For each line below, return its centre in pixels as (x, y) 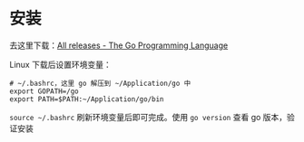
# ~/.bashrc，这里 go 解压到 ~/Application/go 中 (100, 83)
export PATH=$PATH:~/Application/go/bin (87, 99)
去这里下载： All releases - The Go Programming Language (119, 45)
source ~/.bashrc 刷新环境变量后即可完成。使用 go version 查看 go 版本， (148, 117)
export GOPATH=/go (44, 91)
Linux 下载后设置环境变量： (60, 64)
